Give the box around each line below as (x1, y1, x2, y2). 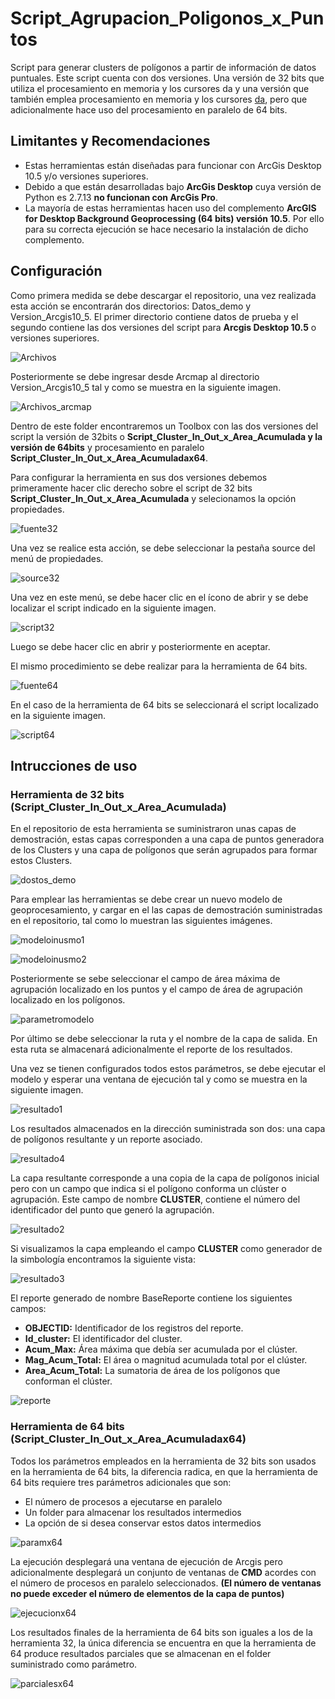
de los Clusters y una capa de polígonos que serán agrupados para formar (10, 844, 318, 856)
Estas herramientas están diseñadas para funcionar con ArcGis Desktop (24, 159, 322, 171)
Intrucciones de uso (10, 757, 138, 774)
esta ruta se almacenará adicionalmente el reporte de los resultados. (10, 1043, 293, 1056)
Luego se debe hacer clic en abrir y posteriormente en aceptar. (10, 640, 271, 652)
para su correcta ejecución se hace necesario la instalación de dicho (24, 223, 309, 235)
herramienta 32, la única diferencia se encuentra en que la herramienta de (10, 1637, 317, 1649)
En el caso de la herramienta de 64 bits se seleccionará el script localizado (10, 698, 319, 711)
